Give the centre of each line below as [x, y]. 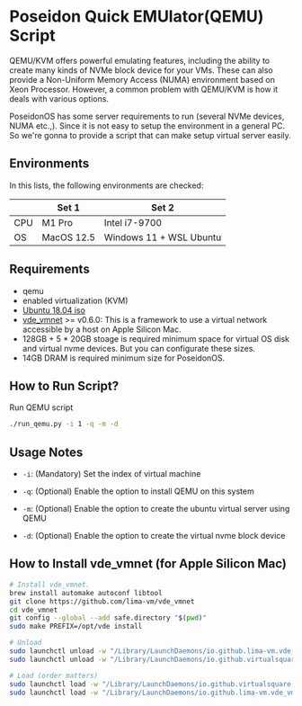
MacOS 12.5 [69, 237]
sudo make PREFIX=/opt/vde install [76, 627]
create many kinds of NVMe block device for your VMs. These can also [141, 70]
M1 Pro [58, 222]
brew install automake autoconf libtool [86, 593]
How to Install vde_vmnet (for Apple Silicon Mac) [148, 564]
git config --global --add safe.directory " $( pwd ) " [108, 618]
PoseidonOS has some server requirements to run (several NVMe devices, [147, 116]
